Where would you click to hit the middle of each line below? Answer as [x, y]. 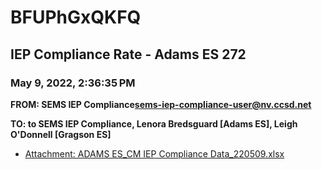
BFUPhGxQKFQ [76, 17]
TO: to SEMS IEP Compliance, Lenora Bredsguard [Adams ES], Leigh [154, 123]
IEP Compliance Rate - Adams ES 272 [128, 54]
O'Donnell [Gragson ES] [61, 134]
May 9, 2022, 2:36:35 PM [73, 83]
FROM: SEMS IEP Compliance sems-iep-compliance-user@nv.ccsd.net [161, 104]
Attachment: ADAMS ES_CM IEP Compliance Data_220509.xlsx [154, 153]
